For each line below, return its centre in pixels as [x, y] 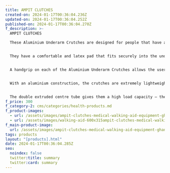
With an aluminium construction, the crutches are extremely [76, 83]
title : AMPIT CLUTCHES [29, 10]
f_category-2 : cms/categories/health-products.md [59, 106]
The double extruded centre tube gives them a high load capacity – [83, 97]
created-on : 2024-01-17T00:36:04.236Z [46, 15]
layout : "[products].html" [34, 139]
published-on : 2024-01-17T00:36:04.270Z [49, 24]
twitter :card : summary [34, 162]
